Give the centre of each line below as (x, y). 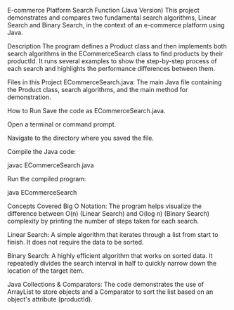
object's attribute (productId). (50, 299)
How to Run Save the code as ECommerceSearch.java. (86, 111)
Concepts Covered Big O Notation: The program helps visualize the (105, 206)
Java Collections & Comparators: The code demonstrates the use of (106, 284)
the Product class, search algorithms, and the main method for (98, 90)
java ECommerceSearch (42, 192)
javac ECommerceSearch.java (51, 165)
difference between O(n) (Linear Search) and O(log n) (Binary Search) (108, 213)
